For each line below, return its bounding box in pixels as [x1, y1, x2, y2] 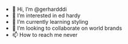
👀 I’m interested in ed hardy [11, 12, 81, 19]
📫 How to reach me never [11, 32, 78, 38]
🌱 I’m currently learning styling [11, 18, 89, 25]
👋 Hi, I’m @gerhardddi [11, 6, 68, 12]
